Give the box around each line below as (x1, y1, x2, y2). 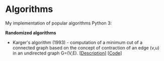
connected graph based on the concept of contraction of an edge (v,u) (12, 44, 159, 50)
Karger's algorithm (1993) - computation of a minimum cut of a (12, 39, 143, 45)
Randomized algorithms (5, 29, 56, 35)
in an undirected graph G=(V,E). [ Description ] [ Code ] (12, 50, 122, 56)
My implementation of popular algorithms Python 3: (5, 20, 112, 26)
